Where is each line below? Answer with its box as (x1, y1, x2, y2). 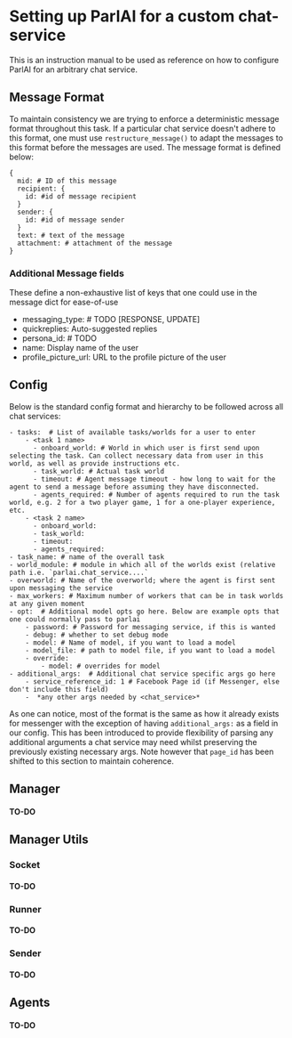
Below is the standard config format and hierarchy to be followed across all (9, 401, 284, 411)
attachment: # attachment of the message (17, 239, 173, 247)
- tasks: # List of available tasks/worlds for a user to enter (9, 427, 256, 437)
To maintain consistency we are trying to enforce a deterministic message (9, 113, 280, 124)
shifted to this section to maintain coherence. (9, 755, 175, 766)
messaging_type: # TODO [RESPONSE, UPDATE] (21, 314, 201, 325)
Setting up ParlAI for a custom (9, 6, 235, 27)
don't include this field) (9, 685, 109, 693)
